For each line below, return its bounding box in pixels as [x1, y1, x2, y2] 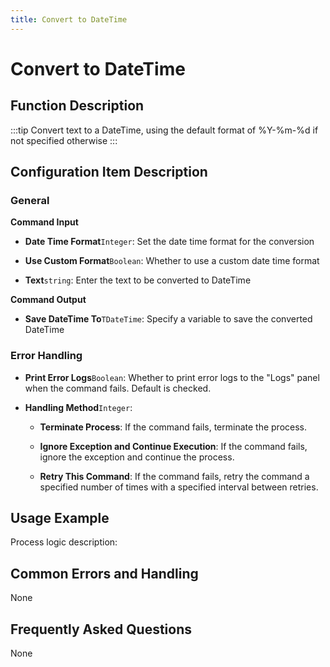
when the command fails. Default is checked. [24, 382, 212, 394]
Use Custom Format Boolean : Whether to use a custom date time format [24, 255, 320, 267]
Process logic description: [10, 536, 118, 548]
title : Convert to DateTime [10, 14, 128, 25]
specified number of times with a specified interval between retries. [39, 481, 319, 493]
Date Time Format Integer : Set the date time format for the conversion [24, 236, 315, 248]
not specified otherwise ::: [10, 134, 118, 146]
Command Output [10, 294, 87, 306]
